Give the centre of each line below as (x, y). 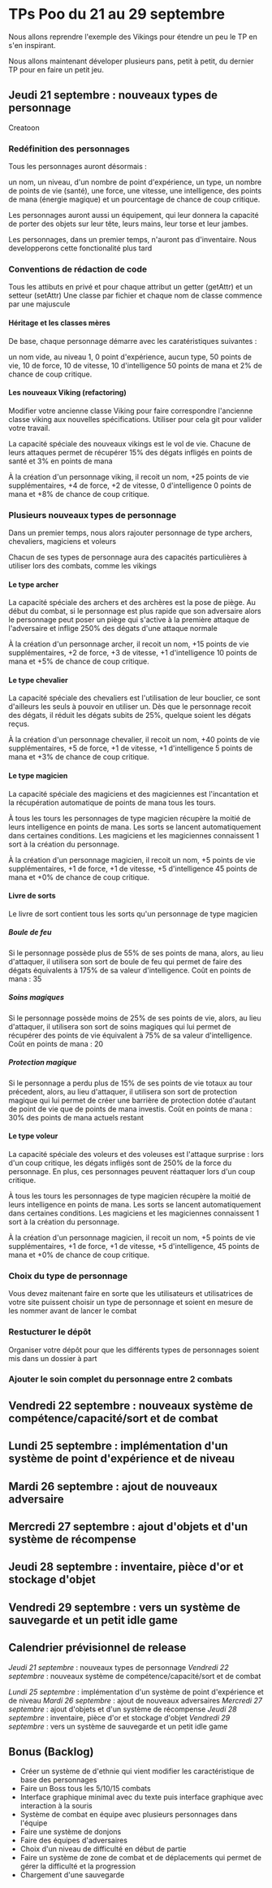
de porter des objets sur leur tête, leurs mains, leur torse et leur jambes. (128, 224)
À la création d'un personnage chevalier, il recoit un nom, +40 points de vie (134, 740)
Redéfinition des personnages (69, 149)
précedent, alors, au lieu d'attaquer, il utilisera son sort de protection (123, 1091)
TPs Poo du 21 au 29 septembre (117, 14)
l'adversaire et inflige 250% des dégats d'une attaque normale (113, 629)
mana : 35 (25, 979)
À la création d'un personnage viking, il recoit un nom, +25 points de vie (129, 476)
